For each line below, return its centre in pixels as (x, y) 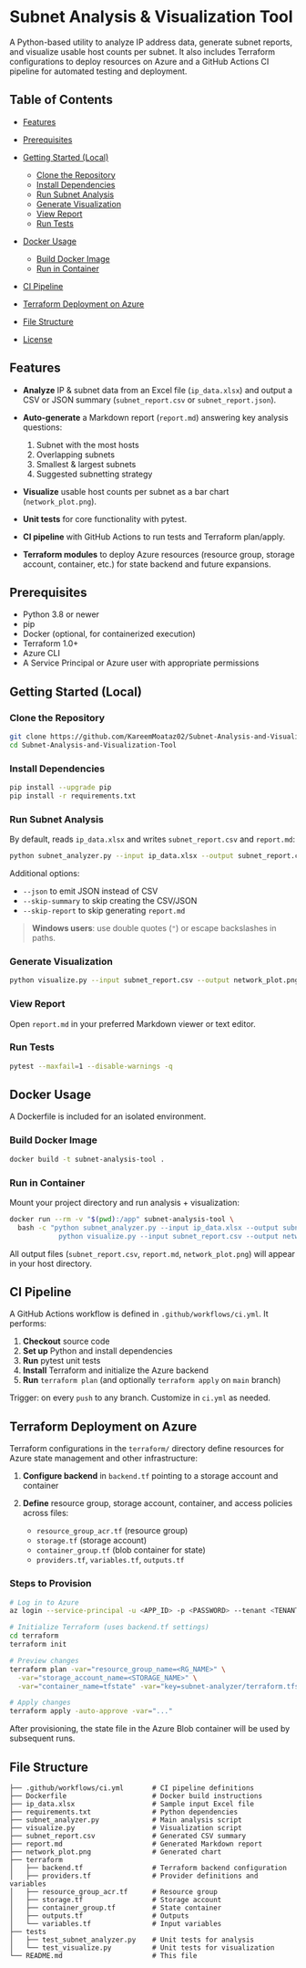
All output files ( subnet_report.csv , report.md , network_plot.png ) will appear (153, 1253)
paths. (44, 938)
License (37, 339)
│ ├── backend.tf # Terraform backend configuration (148, 1868)
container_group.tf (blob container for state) (121, 1550)
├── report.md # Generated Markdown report (136, 1844)
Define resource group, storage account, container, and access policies (158, 1503)
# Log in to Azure (44, 1602)
